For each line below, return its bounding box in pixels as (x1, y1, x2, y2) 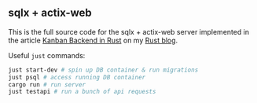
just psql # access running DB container (8, 73, 146, 81)
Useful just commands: (8, 50, 86, 60)
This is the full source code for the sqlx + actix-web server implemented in (8, 27, 250, 36)
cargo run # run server (8, 80, 86, 89)
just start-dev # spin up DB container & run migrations (8, 66, 199, 74)
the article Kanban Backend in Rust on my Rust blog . (8, 35, 178, 45)
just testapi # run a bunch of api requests (8, 88, 156, 96)
